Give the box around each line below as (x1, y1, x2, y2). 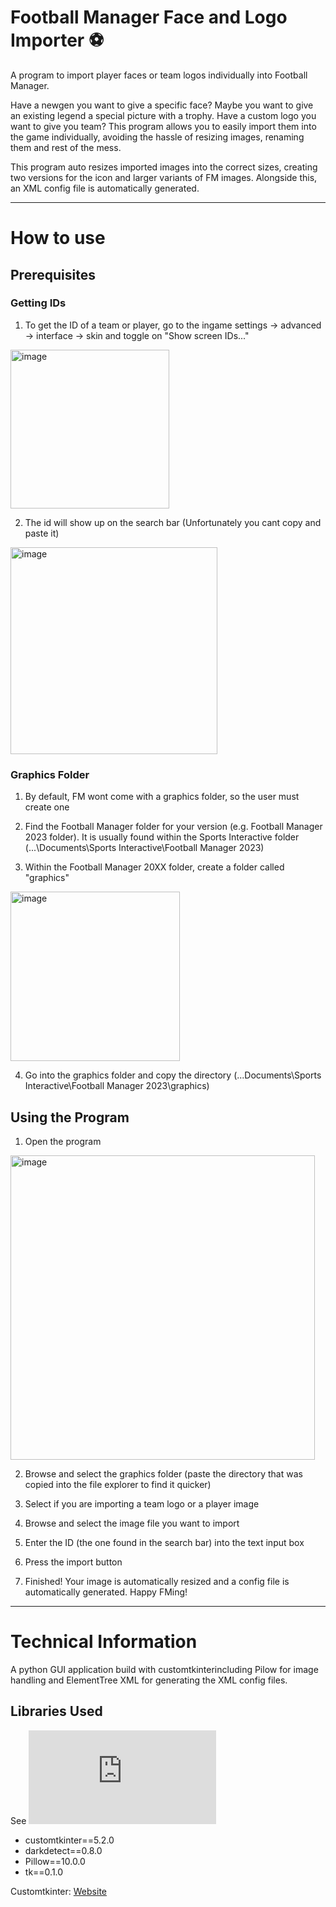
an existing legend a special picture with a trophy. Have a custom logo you (10, 109, 317, 121)
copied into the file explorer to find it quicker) (24, 1478, 212, 1490)
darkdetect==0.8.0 (24, 1844, 103, 1856)
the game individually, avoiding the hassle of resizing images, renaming (10, 131, 305, 143)
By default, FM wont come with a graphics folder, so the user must (24, 791, 300, 803)
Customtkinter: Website (10, 1885, 107, 1897)
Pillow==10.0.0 (24, 1855, 86, 1867)
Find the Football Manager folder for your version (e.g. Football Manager (24, 821, 323, 833)
